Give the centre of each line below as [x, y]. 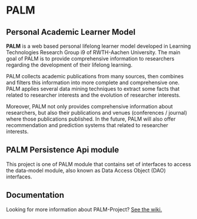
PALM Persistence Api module [63, 150]
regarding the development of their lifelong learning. [69, 65]
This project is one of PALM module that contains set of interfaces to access [98, 164]
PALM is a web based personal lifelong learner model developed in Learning [98, 46]
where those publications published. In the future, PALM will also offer [91, 119]
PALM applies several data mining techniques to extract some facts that [93, 89]
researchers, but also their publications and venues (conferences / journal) [97, 113]
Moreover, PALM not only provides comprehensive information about [90, 106]
